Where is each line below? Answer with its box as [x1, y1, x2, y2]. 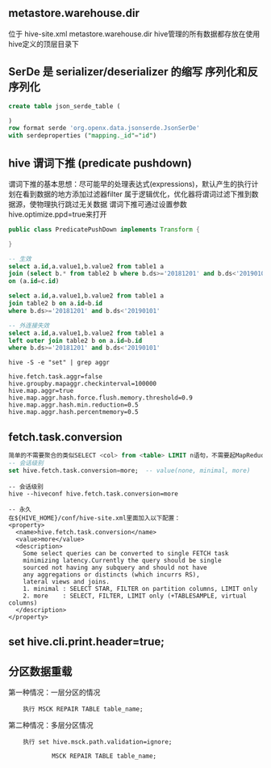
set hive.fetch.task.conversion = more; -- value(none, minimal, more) [8, 466, 251, 475]
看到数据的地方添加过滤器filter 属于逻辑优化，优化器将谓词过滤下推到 [22, 189, 252, 199]
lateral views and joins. [23, 577, 110, 585]
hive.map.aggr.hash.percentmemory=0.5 [8, 408, 139, 416]
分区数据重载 [8, 665, 73, 678]
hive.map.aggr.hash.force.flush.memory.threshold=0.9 [8, 394, 194, 403]
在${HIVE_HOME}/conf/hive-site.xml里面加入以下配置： [8, 513, 181, 522]
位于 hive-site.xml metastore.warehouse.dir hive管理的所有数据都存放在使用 [8, 28, 261, 39]
